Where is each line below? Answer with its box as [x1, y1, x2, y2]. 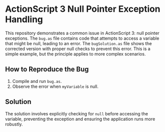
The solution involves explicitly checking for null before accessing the [5, 110, 148, 116]
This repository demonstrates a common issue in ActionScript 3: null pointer [5, 30, 160, 36]
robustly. [5, 121, 23, 127]
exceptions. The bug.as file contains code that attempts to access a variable [5, 35, 160, 41]
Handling [5, 14, 43, 25]
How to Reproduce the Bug [5, 65, 89, 74]
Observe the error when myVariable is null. [12, 83, 99, 89]
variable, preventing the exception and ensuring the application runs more [5, 116, 155, 122]
